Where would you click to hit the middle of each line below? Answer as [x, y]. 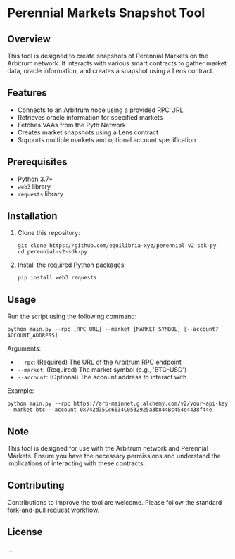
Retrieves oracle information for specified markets [90, 117]
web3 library [34, 186]
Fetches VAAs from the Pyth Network [72, 125]
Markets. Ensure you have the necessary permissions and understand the [114, 456]
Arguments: [24, 348]
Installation [32, 216]
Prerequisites [37, 162]
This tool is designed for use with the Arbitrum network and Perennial [108, 448]
